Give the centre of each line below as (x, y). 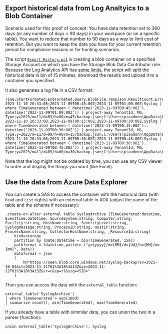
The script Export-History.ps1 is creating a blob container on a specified (80, 59)
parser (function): (23, 317)
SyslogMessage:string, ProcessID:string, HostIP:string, (66, 227)
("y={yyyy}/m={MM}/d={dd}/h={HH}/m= (121, 245)
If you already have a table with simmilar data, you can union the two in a (80, 312)
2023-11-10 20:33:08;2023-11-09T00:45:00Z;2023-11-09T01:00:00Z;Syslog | (84, 104)
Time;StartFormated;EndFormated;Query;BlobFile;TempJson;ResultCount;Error (86, 99)
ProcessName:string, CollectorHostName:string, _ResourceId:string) (78, 232)
